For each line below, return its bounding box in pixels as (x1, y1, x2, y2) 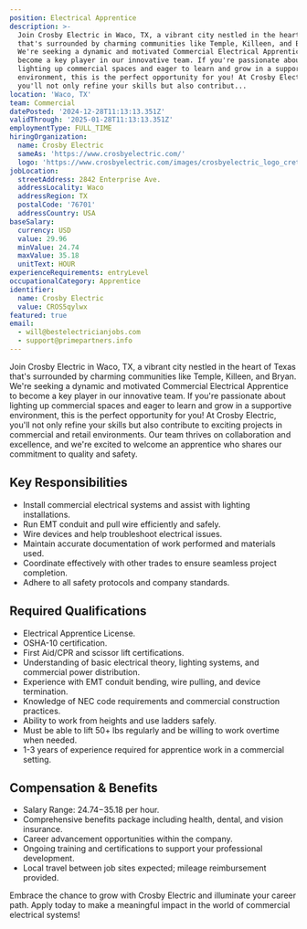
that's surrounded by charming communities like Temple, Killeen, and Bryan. (9, 371, 297, 382)
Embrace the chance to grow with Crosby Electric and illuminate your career (9, 890, 297, 901)
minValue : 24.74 (17, 243, 79, 252)
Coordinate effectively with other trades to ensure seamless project (22, 557, 277, 568)
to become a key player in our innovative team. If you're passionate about (9, 390, 286, 401)
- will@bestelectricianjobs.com (17, 328, 142, 337)
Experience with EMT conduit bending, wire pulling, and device (22, 676, 261, 687)
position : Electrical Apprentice (9, 13, 137, 23)
